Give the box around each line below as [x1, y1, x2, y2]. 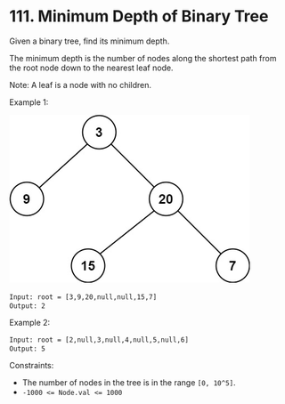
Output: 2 [9, 301, 46, 311]
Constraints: [9, 360, 54, 370]
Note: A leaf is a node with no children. [9, 79, 152, 90]
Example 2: [9, 317, 51, 327]
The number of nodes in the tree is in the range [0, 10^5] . [21, 376, 236, 388]
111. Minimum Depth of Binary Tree [9, 6, 269, 27]
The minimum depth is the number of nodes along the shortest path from [9, 53, 277, 63]
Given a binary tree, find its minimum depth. [9, 36, 170, 46]
